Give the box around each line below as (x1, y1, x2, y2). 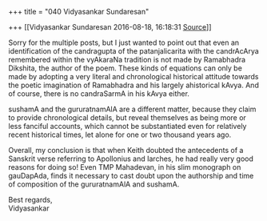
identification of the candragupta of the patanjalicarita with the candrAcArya (8, 46, 260, 55)
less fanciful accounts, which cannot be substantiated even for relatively (8, 122, 247, 131)
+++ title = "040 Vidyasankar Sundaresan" (8, 7, 149, 16)
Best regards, (8, 195, 53, 204)
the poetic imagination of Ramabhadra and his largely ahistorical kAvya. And (8, 80, 260, 90)
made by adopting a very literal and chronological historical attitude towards (8, 72, 259, 81)
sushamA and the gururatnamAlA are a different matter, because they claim (8, 104, 257, 114)
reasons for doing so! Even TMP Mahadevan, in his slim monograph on (8, 163, 241, 171)
